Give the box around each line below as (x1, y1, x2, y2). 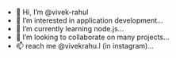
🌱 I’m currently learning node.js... (15, 24, 124, 33)
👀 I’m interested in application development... (15, 16, 164, 25)
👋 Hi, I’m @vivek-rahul (15, 8, 89, 16)
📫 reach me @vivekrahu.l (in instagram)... (15, 42, 155, 50)
